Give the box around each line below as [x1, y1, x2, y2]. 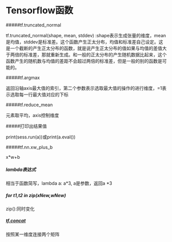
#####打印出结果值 [6, 123, 47, 129]
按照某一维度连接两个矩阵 [6, 231, 60, 237]
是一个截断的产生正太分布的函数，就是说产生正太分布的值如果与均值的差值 [6, 45, 162, 51]
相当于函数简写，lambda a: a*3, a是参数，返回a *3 [6, 180, 112, 186]
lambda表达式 [6, 166, 36, 173]
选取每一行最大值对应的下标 [10, 91, 68, 98]
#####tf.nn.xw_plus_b [6, 144, 53, 150]
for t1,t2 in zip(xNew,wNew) [6, 192, 66, 198]
